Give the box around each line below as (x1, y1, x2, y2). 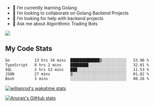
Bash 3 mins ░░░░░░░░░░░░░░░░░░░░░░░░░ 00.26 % (5, 76, 149, 81)
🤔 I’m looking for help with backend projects (12, 15, 104, 21)
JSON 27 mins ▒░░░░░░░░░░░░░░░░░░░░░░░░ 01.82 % (5, 71, 149, 77)
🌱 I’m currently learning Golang (12, 5, 77, 10)
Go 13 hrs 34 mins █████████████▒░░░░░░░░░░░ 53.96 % (5, 57, 149, 62)
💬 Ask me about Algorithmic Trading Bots (12, 20, 98, 26)
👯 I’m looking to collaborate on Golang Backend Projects (12, 10, 129, 16)
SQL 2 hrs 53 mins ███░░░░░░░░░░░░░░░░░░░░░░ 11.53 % (5, 67, 149, 72)
